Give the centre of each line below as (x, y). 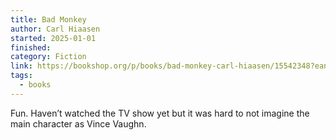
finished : (31, 47)
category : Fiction (48, 57)
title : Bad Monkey (48, 19)
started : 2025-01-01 (53, 38)
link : (21, 66)
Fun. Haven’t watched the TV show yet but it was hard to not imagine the (160, 113)
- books (35, 85)
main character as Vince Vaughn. (78, 123)
